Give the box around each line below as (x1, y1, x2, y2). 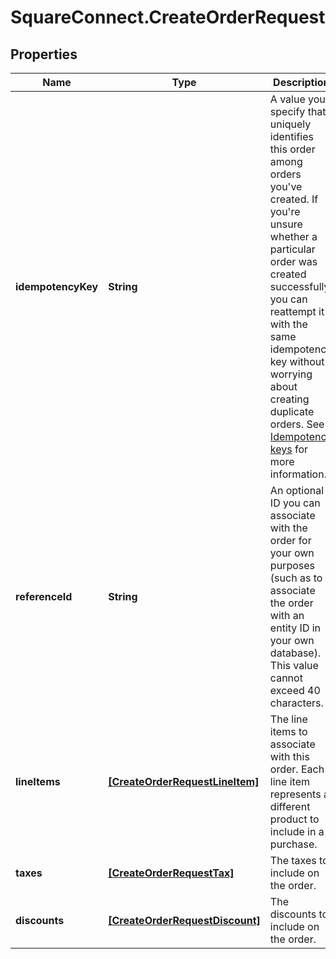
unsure (269, 217, 303, 231)
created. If (269, 192, 319, 206)
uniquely (269, 117, 312, 131)
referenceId (15, 590, 73, 603)
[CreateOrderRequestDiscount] (108, 914, 261, 927)
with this (269, 750, 310, 763)
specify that (269, 105, 327, 118)
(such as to (269, 571, 323, 585)
